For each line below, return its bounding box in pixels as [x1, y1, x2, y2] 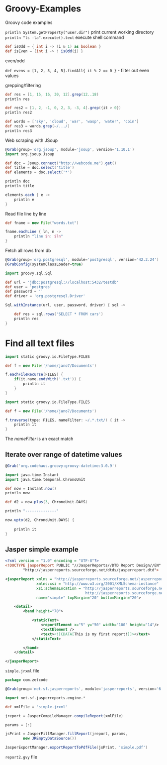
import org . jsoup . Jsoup [5, 151, 55, 157]
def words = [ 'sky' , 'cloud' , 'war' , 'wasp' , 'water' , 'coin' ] [5, 119, 139, 124]
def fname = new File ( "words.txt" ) [5, 220, 79, 225]
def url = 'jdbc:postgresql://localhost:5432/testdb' [5, 280, 119, 285]
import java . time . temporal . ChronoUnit [5, 477, 85, 482]
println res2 [5, 110, 32, 115]
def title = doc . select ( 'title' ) [5, 165, 75, 170]
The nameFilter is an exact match [5, 436, 74, 442]
